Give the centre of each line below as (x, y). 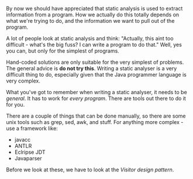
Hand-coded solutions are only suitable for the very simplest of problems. (95, 62)
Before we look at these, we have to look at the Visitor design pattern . (90, 170)
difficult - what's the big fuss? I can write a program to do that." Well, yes (94, 44)
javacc (23, 140)
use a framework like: (32, 128)
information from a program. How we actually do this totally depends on (93, 15)
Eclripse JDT (30, 152)
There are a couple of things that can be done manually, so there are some (96, 116)
